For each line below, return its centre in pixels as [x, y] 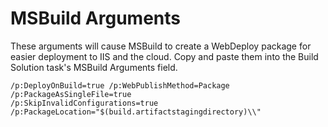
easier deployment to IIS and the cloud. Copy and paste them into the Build [164, 56]
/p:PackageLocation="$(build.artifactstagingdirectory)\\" [136, 112]
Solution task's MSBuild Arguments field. [94, 67]
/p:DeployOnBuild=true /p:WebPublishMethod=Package [120, 85]
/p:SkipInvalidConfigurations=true [84, 103]
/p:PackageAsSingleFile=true [71, 94]
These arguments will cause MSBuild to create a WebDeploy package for [161, 46]
